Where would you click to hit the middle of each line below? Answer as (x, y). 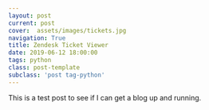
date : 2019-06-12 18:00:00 (53, 53)
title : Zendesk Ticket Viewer (59, 45)
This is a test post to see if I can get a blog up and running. (105, 97)
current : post (32, 23)
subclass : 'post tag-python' (57, 75)
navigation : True (37, 38)
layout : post (30, 16)
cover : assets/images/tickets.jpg (67, 30)
